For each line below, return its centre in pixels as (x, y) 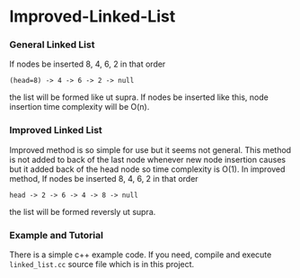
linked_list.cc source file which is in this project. (102, 265)
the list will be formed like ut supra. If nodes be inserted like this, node (139, 97)
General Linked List (52, 45)
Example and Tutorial (56, 235)
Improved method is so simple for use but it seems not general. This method (150, 149)
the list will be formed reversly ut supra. (83, 211)
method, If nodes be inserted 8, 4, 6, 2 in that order (104, 178)
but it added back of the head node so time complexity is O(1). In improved (147, 169)
